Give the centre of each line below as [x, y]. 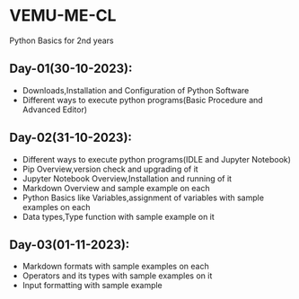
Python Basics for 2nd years [62, 40]
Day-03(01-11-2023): [70, 245]
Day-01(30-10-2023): [71, 69]
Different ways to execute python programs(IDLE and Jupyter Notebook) [157, 159]
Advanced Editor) [55, 110]
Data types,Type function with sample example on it [119, 216]
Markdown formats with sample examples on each [115, 267]
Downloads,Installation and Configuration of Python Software [136, 90]
